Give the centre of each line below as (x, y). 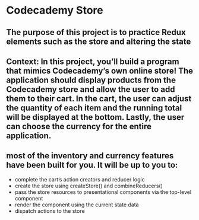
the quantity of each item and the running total (94, 108)
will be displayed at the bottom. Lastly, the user (95, 117)
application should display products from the (91, 80)
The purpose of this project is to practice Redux (96, 32)
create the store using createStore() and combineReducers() (89, 186)
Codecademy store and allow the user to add (91, 89)
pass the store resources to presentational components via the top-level (103, 192)
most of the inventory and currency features (90, 156)
